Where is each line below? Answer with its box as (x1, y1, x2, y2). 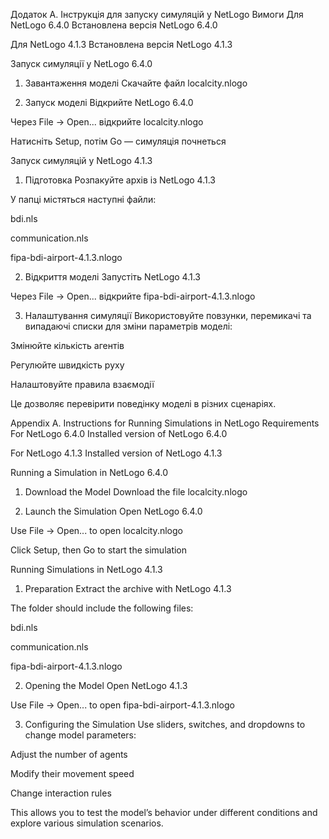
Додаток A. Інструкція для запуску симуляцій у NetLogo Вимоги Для (10, 9, 304, 20)
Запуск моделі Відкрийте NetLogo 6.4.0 (24, 97, 194, 108)
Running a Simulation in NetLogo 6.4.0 (10, 467, 168, 478)
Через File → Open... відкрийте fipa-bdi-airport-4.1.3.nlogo (10, 290, 256, 302)
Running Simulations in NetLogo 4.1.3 (10, 564, 163, 575)
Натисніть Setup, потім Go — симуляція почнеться (10, 135, 227, 147)
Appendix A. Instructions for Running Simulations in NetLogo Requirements (10, 417, 320, 429)
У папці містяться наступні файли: (10, 194, 157, 205)
